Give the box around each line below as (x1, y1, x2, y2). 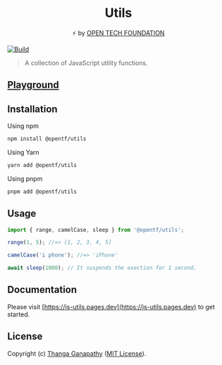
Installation (7, 103, 58, 115)
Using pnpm (7, 174, 43, 182)
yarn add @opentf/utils (7, 162, 78, 169)
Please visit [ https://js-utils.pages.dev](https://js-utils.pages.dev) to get (7, 302, 215, 311)
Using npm (7, 122, 39, 130)
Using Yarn (7, 148, 40, 156)
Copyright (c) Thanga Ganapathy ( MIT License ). (7, 349, 147, 357)
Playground (7, 79, 59, 91)
